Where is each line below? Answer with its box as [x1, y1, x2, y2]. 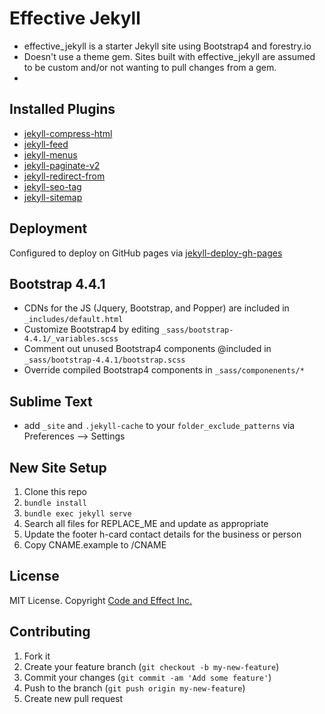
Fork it [23, 650, 51, 662]
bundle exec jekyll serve [23, 509, 132, 519]
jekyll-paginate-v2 [23, 159, 101, 171]
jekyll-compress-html [23, 127, 113, 139]
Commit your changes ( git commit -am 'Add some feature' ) [23, 671, 272, 683]
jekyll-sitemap [23, 191, 83, 203]
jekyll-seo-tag [23, 180, 82, 192]
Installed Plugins [9, 101, 116, 118]
